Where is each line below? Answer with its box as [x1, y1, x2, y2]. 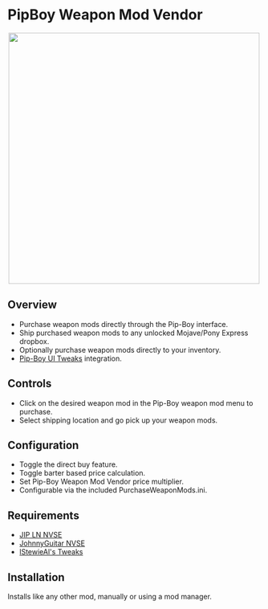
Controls [7, 377, 52, 390]
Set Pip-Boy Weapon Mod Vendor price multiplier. [18, 476, 184, 487]
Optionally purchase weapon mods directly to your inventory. [18, 345, 221, 354]
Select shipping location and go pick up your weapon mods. [18, 415, 218, 425]
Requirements [7, 509, 79, 522]
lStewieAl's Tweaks [18, 547, 83, 557]
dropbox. [18, 336, 50, 346]
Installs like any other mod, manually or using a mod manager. [7, 592, 212, 601]
